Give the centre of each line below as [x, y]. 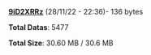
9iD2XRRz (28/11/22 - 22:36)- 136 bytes [76, 12]
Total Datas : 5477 [39, 27]
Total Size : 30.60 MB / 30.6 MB [61, 43]
